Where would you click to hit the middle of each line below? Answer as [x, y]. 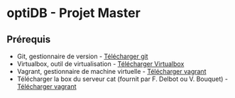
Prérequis [29, 39]
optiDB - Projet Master [74, 13]
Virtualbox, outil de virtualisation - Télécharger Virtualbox [100, 64]
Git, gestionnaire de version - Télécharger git [82, 56]
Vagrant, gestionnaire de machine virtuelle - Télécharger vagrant [111, 71]
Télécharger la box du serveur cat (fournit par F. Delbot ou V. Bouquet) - [122, 79]
